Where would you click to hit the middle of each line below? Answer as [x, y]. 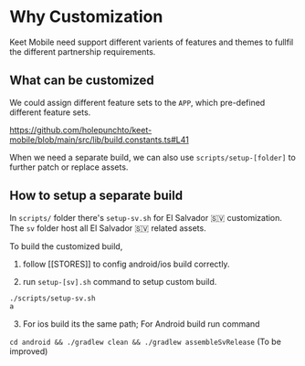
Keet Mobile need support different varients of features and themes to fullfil [152, 42]
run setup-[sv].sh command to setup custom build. [120, 281]
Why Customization [86, 17]
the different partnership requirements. [83, 51]
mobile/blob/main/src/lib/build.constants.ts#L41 [99, 140]
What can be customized [82, 81]
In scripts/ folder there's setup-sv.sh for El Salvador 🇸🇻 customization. [146, 217]
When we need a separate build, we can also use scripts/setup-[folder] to [153, 157]
